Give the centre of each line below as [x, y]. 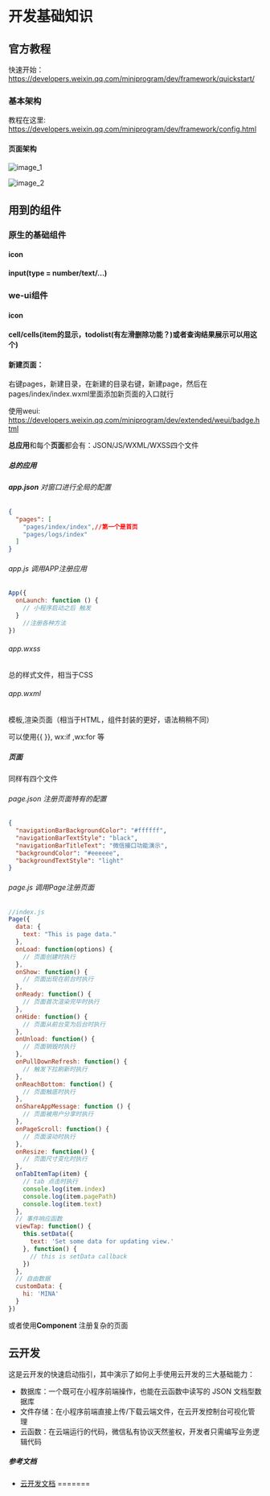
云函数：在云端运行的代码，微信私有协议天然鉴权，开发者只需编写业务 [136, 1432]
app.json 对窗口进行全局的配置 [60, 487]
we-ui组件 [28, 295]
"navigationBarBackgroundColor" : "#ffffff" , [91, 831]
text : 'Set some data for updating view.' [102, 1241]
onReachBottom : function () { [64, 1084]
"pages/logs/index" [55, 534]
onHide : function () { [52, 1017]
